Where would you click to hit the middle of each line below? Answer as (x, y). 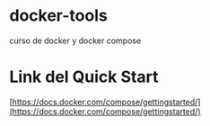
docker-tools (58, 16)
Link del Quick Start (84, 77)
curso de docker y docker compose (75, 40)
